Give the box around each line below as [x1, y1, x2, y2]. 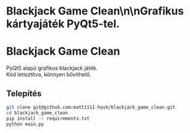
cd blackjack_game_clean [6, 110, 68, 116]
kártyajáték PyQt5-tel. [6, 17, 120, 31]
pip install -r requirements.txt [6, 116, 90, 122]
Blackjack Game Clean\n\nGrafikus [6, 4, 184, 18]
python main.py [6, 121, 44, 127]
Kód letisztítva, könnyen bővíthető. [6, 71, 92, 78]
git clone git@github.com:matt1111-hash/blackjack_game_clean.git [6, 104, 176, 110]
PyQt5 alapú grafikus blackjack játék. [6, 64, 98, 72]
